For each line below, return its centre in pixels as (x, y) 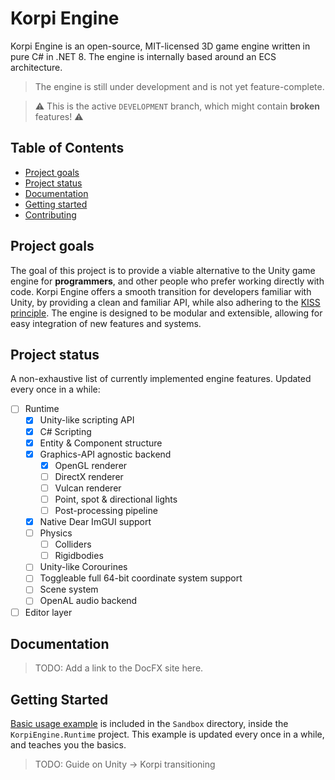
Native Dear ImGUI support (95, 521)
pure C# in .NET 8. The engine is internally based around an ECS (143, 56)
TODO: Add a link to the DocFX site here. (119, 668)
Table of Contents (67, 148)
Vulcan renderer (88, 488)
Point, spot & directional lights (116, 499)
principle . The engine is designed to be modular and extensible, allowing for (166, 313)
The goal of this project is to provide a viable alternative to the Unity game (163, 270)
